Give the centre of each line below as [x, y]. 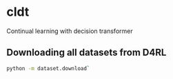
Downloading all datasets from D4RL [86, 53]
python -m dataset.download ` [48, 68]
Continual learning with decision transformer [70, 31]
